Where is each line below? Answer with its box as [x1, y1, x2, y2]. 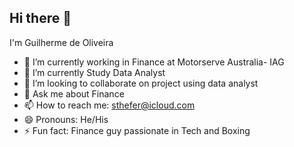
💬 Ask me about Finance [23, 87, 125, 100]
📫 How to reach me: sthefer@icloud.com [23, 99, 196, 111]
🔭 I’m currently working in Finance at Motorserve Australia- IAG [23, 56, 285, 68]
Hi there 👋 [9, 10, 72, 27]
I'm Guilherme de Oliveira [9, 36, 114, 48]
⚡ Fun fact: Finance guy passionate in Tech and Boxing [23, 124, 251, 136]
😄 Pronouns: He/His [23, 113, 109, 125]
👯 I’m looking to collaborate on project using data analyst [23, 77, 259, 89]
